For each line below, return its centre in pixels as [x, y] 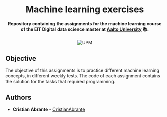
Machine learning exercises [85, 9]
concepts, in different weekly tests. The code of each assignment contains [83, 76]
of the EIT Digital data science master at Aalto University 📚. [85, 29]
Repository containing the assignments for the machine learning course [85, 23]
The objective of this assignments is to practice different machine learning [82, 71]
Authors [18, 97]
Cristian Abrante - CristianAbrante [49, 109]
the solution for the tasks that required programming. [60, 82]
